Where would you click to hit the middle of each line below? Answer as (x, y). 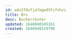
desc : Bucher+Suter (26, 19)
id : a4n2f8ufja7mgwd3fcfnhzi (36, 10)
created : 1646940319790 (30, 29)
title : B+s (17, 15)
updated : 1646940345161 (30, 24)
